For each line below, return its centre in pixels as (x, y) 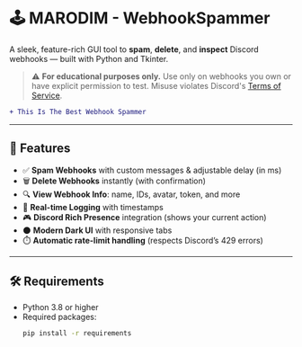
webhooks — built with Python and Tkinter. (89, 58)
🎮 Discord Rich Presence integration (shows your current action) (144, 217)
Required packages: (59, 317)
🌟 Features (40, 149)
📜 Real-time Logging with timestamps (93, 207)
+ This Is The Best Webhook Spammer (78, 111)
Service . (47, 95)
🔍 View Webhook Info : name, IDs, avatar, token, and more (131, 194)
